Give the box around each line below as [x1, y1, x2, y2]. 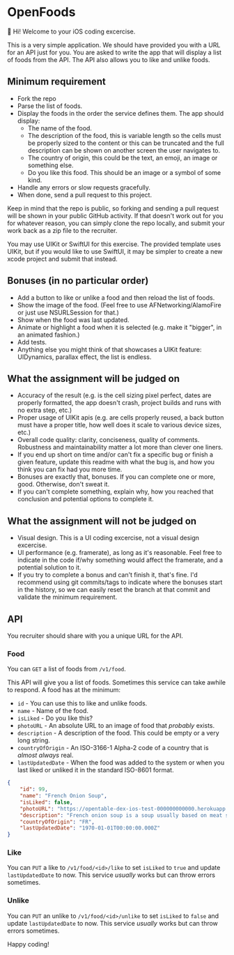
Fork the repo [17, 94, 57, 102]
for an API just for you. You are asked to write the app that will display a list [7, 48, 221, 56]
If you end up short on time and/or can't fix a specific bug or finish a [17, 450, 214, 459]
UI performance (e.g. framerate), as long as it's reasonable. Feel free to [17, 549, 222, 557]
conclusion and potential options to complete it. [17, 495, 155, 503]
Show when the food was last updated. [17, 315, 130, 324]
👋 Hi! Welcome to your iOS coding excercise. [7, 27, 136, 36]
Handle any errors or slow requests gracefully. [17, 183, 151, 192]
